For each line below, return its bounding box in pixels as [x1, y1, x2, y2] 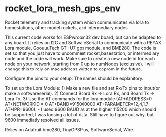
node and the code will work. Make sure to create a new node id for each [5, 55, 155, 61]
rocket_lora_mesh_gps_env [5, 3, 121, 14]
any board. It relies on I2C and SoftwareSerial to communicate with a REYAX [5, 39, 162, 45]
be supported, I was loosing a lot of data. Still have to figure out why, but [5, 111, 154, 117]
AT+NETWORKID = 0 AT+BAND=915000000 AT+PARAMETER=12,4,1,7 [5, 101, 149, 107]
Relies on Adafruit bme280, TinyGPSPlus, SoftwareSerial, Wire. [5, 126, 134, 132]
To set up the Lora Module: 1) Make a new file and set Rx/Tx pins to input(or [5, 85, 160, 91]
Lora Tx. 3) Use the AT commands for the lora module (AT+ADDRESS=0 [5, 95, 152, 102]
